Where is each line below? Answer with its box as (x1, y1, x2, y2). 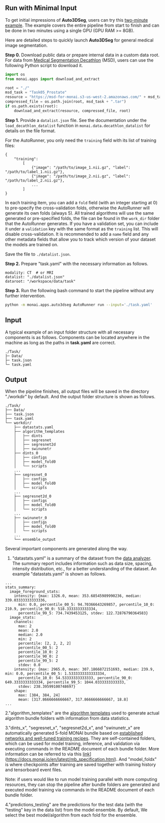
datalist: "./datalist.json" (5, 274, 65, 279)
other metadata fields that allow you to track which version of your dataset (5, 236, 156, 242)
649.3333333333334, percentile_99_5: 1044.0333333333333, (5, 680, 126, 685)
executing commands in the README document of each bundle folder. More (5, 746, 160, 752)
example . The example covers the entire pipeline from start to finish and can (5, 22, 160, 28)
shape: (14, 688, 27, 694)
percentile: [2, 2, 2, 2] (18, 641, 71, 646)
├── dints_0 (14, 451, 38, 456)
